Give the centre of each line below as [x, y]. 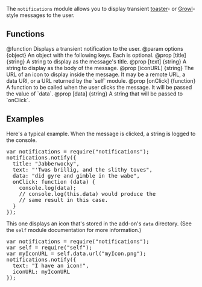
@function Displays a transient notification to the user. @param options [95, 48]
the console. [22, 140]
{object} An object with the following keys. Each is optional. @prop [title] [96, 55]
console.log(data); [48, 188]
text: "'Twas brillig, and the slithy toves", [82, 169]
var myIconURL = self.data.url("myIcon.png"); [76, 253]
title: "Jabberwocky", [46, 163]
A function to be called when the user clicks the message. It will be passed [99, 87]
